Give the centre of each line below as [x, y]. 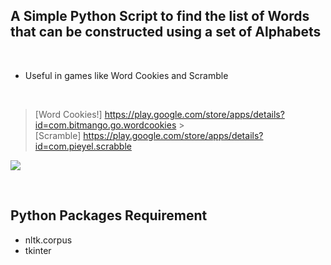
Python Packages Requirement [109, 215]
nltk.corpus [48, 240]
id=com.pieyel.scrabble [83, 146]
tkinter [38, 250]
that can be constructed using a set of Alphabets [166, 32]
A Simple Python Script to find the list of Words [160, 16]
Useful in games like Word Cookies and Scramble [126, 75]
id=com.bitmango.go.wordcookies [105, 125]
